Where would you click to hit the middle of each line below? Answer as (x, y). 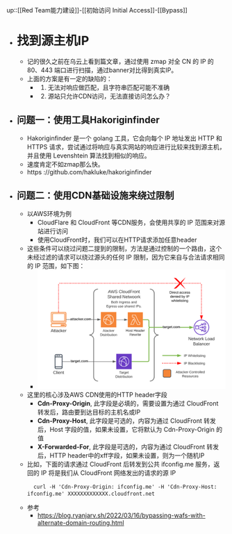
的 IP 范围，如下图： (56, 265)
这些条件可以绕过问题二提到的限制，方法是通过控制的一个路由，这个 (124, 248)
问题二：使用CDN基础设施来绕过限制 (95, 195)
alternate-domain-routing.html (81, 522)
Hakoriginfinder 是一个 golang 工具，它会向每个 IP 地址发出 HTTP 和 (125, 138)
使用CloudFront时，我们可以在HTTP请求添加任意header (117, 240)
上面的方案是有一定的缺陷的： (69, 78)
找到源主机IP (53, 41)
